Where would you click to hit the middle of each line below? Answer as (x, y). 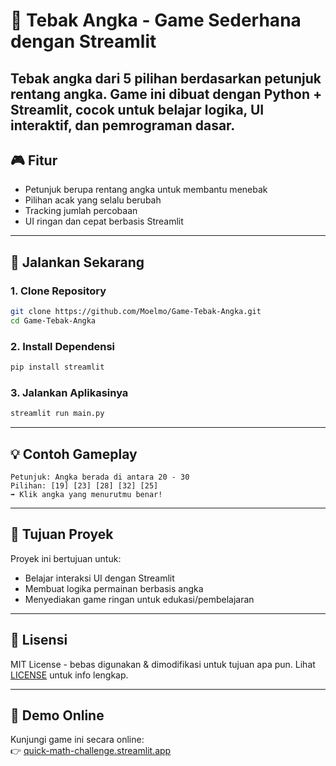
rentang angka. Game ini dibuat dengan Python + (166, 94)
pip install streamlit (57, 367)
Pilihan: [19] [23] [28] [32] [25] (84, 485)
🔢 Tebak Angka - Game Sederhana (156, 20)
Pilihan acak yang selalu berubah (93, 200)
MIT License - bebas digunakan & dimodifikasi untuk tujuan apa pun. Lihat (163, 664)
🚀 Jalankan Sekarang (77, 262)
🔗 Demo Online (57, 715)
